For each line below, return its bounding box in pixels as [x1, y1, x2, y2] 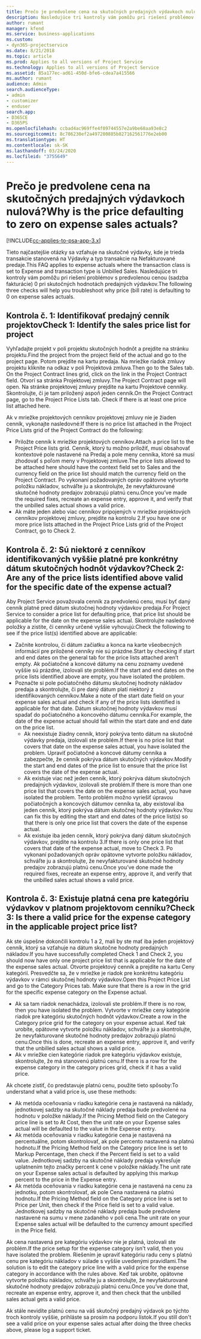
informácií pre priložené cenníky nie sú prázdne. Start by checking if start [14, 647, 195, 655]
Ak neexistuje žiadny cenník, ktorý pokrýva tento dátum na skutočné [23, 730, 193, 737]
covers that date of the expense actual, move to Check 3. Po [23, 844, 173, 851]
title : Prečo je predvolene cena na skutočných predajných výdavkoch [6, 8, 184, 15]
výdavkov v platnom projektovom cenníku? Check [6, 903, 195, 913]
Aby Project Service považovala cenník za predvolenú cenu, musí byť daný [6, 598, 191, 605]
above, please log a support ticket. [6, 1326, 92, 1333]
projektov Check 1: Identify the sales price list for [6, 319, 191, 330]
